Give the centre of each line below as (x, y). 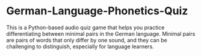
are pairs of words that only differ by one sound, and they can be (87, 40)
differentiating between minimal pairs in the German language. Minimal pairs (101, 33)
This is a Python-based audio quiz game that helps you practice (85, 27)
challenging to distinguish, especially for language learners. (80, 46)
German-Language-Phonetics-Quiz (97, 11)
